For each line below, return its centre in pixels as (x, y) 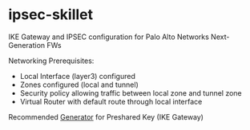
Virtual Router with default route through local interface (111, 101)
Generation (27, 45)
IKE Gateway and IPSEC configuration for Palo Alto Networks (109, 37)
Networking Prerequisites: (51, 61)
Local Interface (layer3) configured (78, 76)
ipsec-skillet (51, 15)
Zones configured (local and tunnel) (79, 85)
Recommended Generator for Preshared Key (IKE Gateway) (106, 116)
